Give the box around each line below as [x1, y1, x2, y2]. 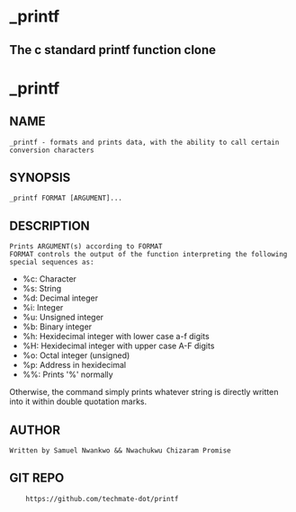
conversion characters [9, 146, 94, 155]
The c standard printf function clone [9, 42, 217, 58]
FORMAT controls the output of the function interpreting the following [9, 250, 288, 259]
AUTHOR [9, 422, 61, 437]
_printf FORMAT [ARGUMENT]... [9, 193, 123, 203]
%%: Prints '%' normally [22, 369, 114, 380]
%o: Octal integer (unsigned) [22, 350, 130, 361]
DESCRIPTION [9, 218, 90, 233]
